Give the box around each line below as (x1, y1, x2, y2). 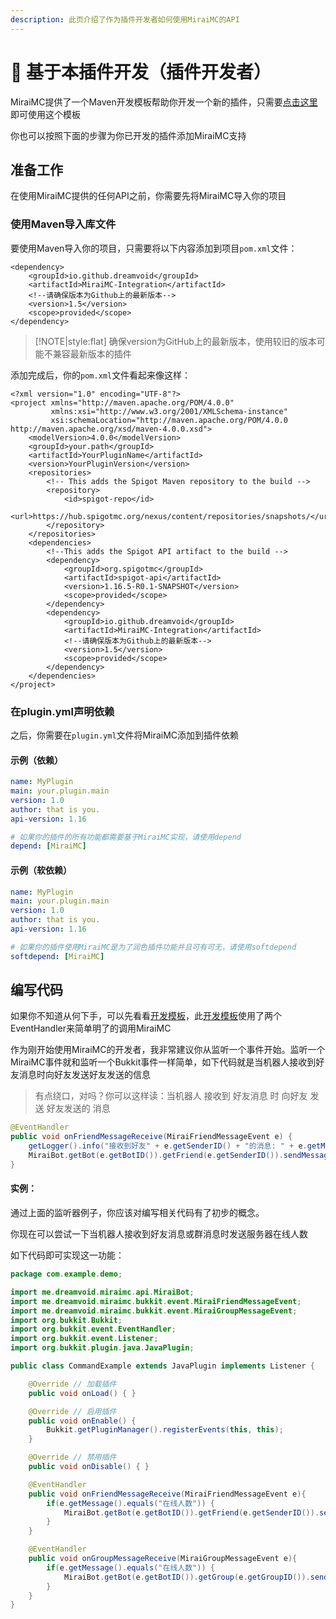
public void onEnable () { (28, 1416, 137, 1426)
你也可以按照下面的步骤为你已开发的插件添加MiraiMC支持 (10, 129, 247, 141)
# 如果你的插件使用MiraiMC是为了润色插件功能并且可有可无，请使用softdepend (10, 942, 297, 952)
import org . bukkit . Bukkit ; (10, 1315, 123, 1325)
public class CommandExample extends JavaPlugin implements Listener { (10, 1361, 315, 1371)
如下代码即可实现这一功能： (10, 1249, 125, 1261)
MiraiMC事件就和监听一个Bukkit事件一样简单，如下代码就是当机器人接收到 (10, 1056, 317, 1068)
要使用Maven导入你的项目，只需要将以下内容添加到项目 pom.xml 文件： (10, 242, 298, 254)
